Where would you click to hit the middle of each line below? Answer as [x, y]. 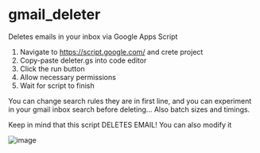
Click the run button [52, 68]
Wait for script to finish [57, 86]
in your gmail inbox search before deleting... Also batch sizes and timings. [129, 109]
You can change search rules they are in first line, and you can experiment [130, 101]
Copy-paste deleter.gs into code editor [83, 60]
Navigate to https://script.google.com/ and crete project [111, 52]
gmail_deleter [54, 15]
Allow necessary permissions [68, 77]
